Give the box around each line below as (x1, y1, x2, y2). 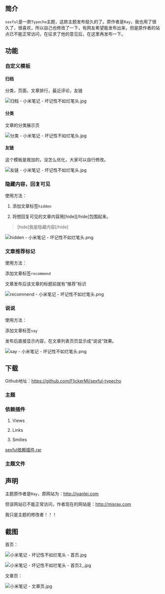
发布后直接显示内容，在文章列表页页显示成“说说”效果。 (5, 338, 117, 344)
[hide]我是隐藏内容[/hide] (17, 224, 69, 230)
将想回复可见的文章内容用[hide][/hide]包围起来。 (12, 213, 111, 220)
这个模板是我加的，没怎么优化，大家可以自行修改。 (5, 156, 109, 162)
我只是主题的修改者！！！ (5, 512, 57, 518)
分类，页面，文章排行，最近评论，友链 (5, 88, 82, 93)
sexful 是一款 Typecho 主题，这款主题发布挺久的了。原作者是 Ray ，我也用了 (5, 19, 152, 25)
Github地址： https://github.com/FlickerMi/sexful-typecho (5, 378, 122, 384)
